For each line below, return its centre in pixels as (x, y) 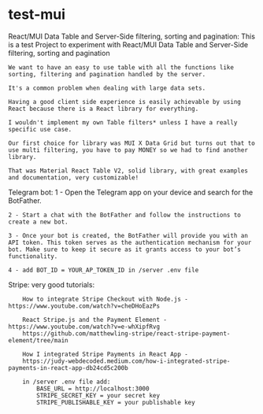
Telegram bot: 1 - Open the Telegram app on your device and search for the (131, 192)
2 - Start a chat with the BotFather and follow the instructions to (125, 215)
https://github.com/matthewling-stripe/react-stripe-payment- (126, 333)
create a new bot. (38, 222)
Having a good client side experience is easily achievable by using (125, 102)
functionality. (33, 256)
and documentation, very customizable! (74, 177)
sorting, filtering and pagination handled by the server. (107, 74)
